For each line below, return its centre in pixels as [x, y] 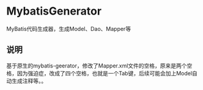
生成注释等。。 [29, 81]
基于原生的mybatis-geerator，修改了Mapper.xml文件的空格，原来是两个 [97, 66]
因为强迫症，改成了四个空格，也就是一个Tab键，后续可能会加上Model [105, 73]
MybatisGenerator [54, 11]
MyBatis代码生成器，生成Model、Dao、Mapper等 [69, 29]
